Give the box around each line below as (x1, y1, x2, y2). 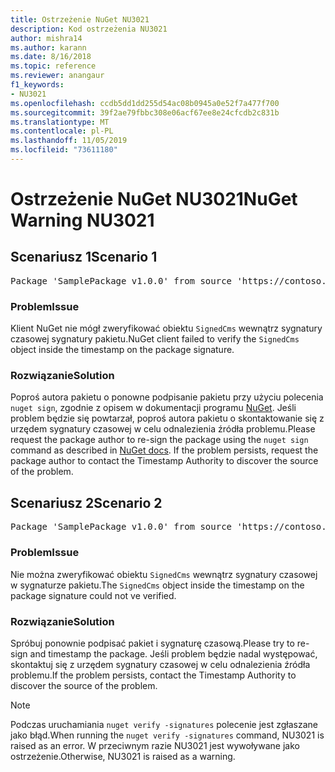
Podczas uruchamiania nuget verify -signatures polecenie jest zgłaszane (10, 718, 318, 730)
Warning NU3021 (10, 209, 155, 232)
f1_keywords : (10, 80, 65, 90)
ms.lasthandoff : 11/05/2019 (10, 136, 128, 146)
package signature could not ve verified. (10, 589, 177, 601)
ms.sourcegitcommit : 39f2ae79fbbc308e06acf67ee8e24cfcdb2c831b (10, 107, 280, 118)
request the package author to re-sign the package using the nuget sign (10, 434, 309, 446)
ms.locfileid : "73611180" (10, 145, 118, 155)
